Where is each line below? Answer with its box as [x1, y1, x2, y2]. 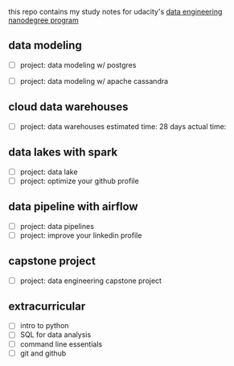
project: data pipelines [19, 221, 95, 231]
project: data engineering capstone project [19, 276, 162, 285]
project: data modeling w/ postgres [19, 60, 137, 69]
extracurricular [8, 299, 86, 313]
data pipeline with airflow [8, 200, 138, 214]
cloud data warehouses [8, 100, 129, 114]
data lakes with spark [8, 145, 118, 160]
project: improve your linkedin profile [19, 230, 142, 240]
